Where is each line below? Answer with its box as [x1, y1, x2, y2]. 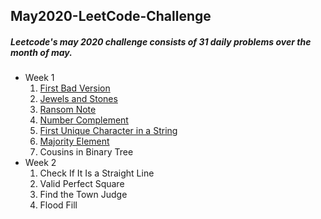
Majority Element [39, 135, 110, 148]
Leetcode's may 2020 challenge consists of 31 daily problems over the [10, 35, 312, 48]
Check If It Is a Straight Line [39, 167, 155, 179]
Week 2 [24, 157, 57, 169]
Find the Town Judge [39, 189, 128, 201]
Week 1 [24, 72, 55, 84]
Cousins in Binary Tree [39, 146, 134, 158]
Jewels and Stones [39, 93, 118, 105]
